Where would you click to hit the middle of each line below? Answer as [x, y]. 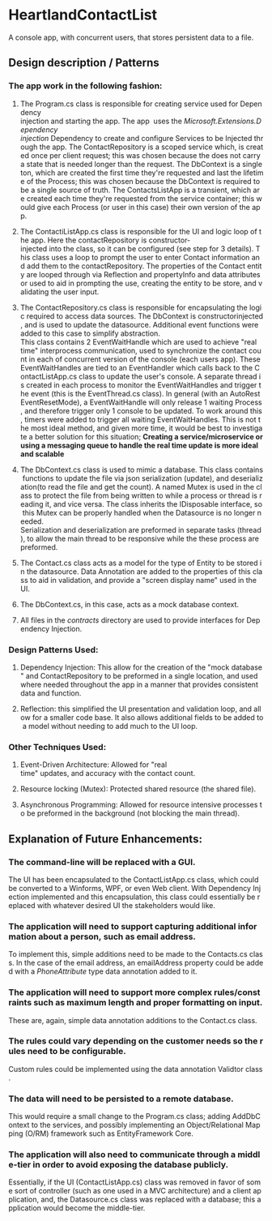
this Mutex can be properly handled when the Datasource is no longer [139, 512]
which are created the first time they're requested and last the [138, 173]
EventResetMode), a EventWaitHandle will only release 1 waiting [126, 402]
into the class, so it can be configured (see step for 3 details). [151, 248]
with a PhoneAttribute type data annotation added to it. [106, 971]
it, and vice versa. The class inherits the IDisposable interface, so [154, 503]
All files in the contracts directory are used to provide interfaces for [132, 620]
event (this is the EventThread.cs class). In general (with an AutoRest [146, 393]
